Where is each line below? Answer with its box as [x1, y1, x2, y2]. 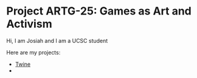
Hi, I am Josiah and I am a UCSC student [6, 37, 108, 44]
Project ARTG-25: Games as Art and [6, 4, 192, 18]
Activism [6, 17, 53, 31]
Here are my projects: [6, 48, 61, 56]
